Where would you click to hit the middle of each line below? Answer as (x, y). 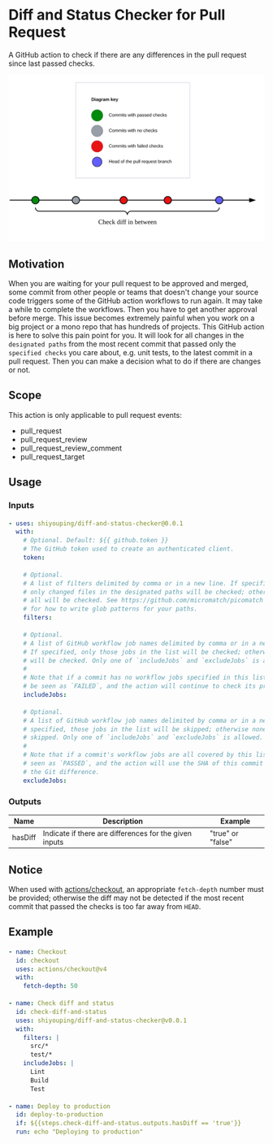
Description (123, 821)
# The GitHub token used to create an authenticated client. (128, 549)
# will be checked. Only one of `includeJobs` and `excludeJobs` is (141, 660)
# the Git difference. (61, 772)
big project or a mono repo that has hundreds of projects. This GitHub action (136, 327)
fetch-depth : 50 (51, 986)
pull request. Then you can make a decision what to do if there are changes (135, 361)
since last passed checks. (52, 63)
